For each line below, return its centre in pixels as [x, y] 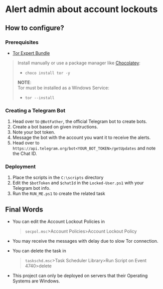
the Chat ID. [25, 154]
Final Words [24, 209]
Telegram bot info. [31, 188]
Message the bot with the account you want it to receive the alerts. [81, 137]
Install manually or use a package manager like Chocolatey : [79, 63]
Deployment [21, 167]
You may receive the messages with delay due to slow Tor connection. [85, 241]
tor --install [40, 98]
